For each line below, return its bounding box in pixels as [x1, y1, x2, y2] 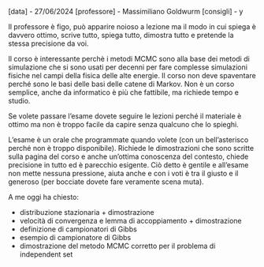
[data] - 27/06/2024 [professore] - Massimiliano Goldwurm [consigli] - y [8, 7, 244, 16]
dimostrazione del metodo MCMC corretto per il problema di [19, 241, 216, 250]
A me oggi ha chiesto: [8, 193, 80, 201]
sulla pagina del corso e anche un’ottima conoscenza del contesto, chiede [8, 152, 249, 161]
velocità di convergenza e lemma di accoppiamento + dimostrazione [19, 216, 242, 225]
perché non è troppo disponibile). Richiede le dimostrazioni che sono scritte [8, 144, 255, 152]
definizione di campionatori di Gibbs [19, 224, 138, 234]
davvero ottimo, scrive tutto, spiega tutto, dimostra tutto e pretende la [8, 31, 234, 39]
